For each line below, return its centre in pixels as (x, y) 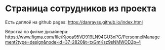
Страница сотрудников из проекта (81, 9)
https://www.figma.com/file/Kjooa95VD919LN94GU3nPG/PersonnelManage (82, 37)
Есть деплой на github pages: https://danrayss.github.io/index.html (74, 22)
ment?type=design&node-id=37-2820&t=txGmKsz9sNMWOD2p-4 (73, 42)
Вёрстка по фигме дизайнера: (37, 31)
